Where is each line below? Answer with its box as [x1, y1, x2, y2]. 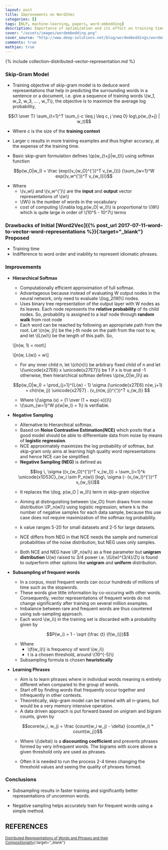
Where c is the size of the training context [12, 128, 100, 134]
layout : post [5, 7, 32, 13]
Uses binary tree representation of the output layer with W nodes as [19, 301, 160, 307]
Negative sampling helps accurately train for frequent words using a [12, 802, 153, 808]
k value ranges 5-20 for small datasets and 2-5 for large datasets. [19, 524, 156, 530]
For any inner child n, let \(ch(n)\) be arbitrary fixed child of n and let [19, 361, 161, 368]
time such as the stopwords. [19, 584, 78, 590]
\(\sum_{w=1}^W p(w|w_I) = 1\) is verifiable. [19, 402, 110, 408]
